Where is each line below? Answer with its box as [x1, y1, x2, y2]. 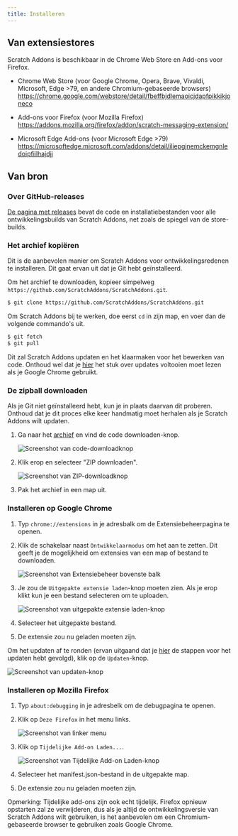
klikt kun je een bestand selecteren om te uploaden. [17, 591, 169, 599]
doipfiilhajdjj [17, 150, 53, 158]
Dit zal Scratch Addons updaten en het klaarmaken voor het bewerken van [7, 353, 225, 362]
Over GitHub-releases [7, 191, 85, 201]
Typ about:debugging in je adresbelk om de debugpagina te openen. [17, 701, 216, 710]
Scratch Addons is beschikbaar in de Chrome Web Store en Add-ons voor [7, 55, 223, 64]
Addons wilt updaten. [7, 417, 69, 425]
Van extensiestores [7, 37, 95, 49]
